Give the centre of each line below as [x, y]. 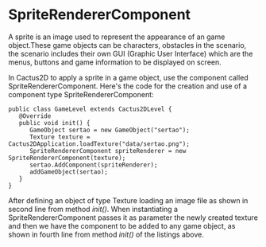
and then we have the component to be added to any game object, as [122, 225]
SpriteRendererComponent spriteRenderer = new [108, 151]
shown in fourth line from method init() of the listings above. [106, 234]
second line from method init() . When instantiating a [93, 209]
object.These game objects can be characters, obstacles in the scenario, [127, 45]
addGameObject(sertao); [69, 172]
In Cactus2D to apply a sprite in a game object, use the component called [128, 77]
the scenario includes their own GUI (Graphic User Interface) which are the [131, 53]
